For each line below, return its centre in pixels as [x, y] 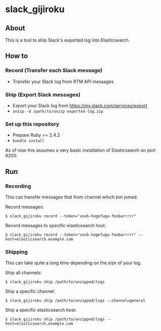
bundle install [29, 141]
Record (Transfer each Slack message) [54, 70]
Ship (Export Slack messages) [43, 95]
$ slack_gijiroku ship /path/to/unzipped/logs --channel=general [75, 301]
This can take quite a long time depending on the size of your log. [73, 263]
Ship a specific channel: [30, 292]
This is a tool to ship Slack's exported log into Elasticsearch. [68, 40]
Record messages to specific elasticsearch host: [56, 225]
